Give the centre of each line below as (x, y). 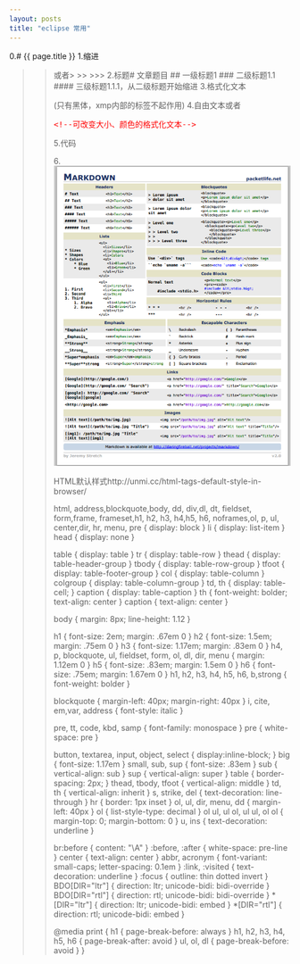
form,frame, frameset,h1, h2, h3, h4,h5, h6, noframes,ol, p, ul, (166, 519)
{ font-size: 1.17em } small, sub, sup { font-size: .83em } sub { (166, 764)
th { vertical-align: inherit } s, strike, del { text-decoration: (158, 793)
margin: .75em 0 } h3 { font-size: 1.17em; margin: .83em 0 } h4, (168, 646)
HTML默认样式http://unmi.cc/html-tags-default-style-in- (157, 481)
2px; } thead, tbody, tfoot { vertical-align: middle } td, (184, 783)
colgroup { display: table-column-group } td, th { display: (158, 583)
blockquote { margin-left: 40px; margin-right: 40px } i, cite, (162, 702)
